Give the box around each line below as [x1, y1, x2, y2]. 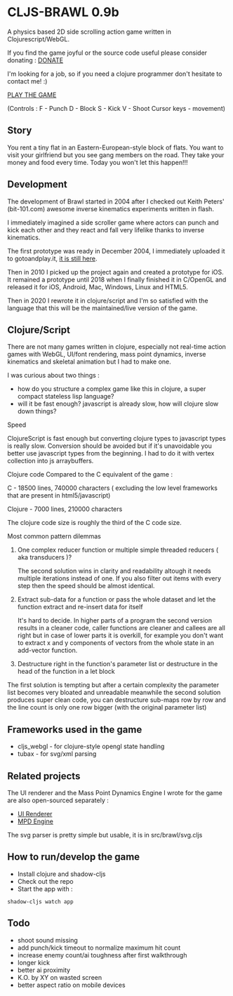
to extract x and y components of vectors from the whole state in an [17, 639, 214, 647]
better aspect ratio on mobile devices [17, 981, 126, 989]
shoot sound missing [17, 936, 79, 944]
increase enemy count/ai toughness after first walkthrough [17, 950, 187, 959]
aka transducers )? [17, 553, 72, 562]
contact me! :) [7, 77, 48, 85]
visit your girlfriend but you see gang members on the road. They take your [7, 150, 225, 159]
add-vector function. [17, 646, 78, 655]
